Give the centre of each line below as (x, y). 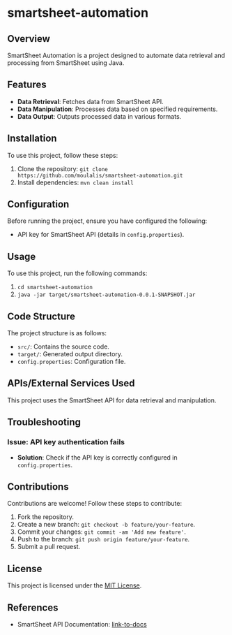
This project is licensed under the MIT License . (75, 585)
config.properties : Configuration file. (71, 362)
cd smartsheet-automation (55, 288)
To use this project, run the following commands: (77, 273)
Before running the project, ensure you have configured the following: (107, 221)
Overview (29, 39)
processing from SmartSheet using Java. (66, 63)
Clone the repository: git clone (62, 168)
